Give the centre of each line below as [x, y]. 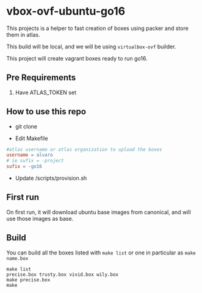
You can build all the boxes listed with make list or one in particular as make [101, 253]
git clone [26, 126]
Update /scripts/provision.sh [51, 178]
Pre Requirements [41, 78]
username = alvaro [30, 155]
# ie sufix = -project [35, 161]
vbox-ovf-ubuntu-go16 [66, 11]
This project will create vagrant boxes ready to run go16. [77, 58]
